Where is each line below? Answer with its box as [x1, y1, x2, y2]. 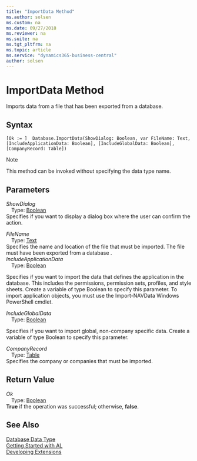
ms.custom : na [6, 19, 41, 25]
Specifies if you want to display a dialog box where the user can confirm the [6, 213, 191, 220]
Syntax [6, 120, 33, 130]
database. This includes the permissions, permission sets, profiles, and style [6, 279, 192, 287]
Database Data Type [6, 436, 56, 443]
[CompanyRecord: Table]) [6, 146, 67, 152]
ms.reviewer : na [6, 31, 46, 37]
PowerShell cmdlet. [6, 298, 53, 305]
